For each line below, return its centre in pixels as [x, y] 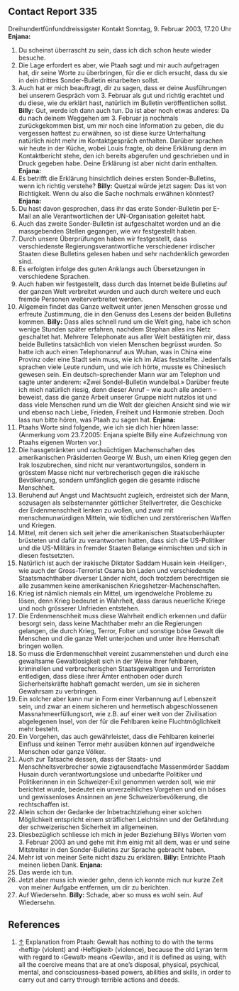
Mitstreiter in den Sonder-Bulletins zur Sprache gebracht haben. [112, 849]
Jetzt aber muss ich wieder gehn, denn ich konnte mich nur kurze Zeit [121, 880]
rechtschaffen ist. [44, 804]
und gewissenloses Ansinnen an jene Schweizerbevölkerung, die [113, 796]
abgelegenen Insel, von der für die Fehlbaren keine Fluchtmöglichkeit [119, 721]
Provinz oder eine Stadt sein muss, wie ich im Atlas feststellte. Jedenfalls [125, 359]
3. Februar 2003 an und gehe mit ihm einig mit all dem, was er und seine [124, 842]
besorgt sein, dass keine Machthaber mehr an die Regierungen [110, 623]
